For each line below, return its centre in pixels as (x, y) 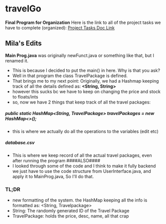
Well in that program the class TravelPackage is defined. (70, 76)
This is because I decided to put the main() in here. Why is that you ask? (86, 70)
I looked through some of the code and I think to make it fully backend (84, 166)
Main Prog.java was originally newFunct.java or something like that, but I (80, 55)
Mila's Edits (24, 44)
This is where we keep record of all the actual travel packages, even (82, 155)
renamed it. (17, 61)
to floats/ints (25, 97)
